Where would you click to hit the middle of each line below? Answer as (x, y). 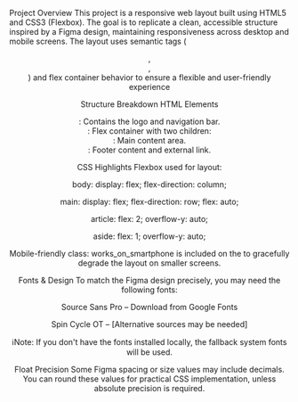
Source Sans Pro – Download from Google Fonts (149, 307)
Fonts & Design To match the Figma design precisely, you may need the (149, 280)
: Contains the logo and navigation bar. (149, 121)
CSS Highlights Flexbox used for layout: (149, 167)
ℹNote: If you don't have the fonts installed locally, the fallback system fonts (149, 342)
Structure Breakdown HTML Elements (149, 104)
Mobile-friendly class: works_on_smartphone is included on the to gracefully (149, 254)
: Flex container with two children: (149, 131)
